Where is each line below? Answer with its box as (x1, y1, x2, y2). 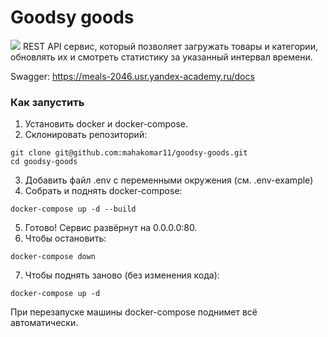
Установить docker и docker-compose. (24, 118, 188, 130)
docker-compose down (10, 252, 97, 262)
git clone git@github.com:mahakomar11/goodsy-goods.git (10, 148, 248, 158)
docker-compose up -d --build (10, 204, 137, 215)
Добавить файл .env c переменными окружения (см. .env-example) (24, 174, 314, 186)
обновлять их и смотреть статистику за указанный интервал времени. (10, 51, 313, 63)
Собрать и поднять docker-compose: (24, 185, 183, 197)
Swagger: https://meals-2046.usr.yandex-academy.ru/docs (10, 70, 255, 82)
